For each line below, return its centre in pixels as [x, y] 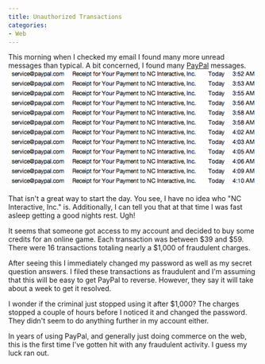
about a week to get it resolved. [60, 288]
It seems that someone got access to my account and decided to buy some [131, 230]
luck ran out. [29, 353]
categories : [28, 25]
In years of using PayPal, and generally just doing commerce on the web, [128, 336]
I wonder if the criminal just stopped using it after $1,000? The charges [124, 304]
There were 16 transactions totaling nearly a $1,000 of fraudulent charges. [129, 247]
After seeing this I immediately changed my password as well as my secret [130, 263]
